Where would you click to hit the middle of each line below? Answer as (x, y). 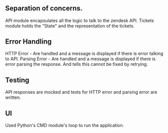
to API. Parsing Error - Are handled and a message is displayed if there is (80, 59)
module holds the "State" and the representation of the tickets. (70, 26)
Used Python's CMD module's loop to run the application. (65, 125)
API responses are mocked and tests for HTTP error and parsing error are (81, 92)
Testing (17, 80)
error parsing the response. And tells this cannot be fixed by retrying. (76, 64)
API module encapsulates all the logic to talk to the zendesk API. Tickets (80, 20)
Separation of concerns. (44, 8)
